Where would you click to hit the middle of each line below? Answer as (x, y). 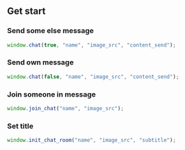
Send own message (40, 62)
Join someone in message (51, 94)
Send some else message (51, 31)
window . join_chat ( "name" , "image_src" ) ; (66, 109)
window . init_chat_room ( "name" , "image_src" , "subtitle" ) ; (91, 140)
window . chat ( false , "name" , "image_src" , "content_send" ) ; (93, 77)
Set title (20, 126)
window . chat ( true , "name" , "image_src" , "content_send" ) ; (91, 45)
